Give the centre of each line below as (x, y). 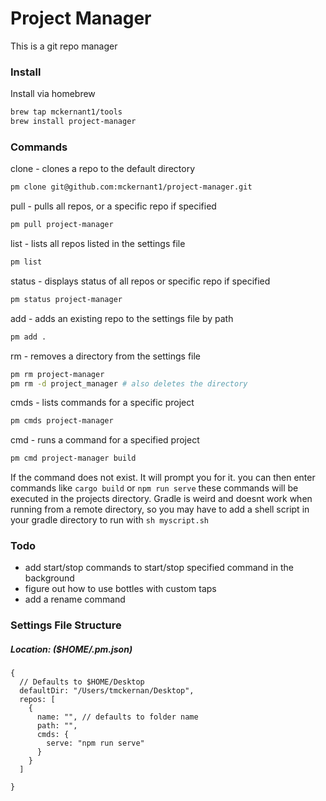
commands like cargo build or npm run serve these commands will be (154, 488)
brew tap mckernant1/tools (66, 112)
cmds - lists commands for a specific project (102, 403)
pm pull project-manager (62, 225)
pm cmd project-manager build (73, 458)
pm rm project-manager (57, 374)
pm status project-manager (66, 299)
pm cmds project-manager (62, 421)
